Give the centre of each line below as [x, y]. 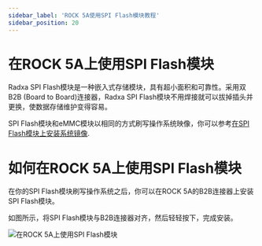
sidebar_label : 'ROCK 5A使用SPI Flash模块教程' [84, 15]
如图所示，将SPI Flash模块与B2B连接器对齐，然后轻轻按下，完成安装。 [123, 218]
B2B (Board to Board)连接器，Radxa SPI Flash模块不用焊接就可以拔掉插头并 [131, 97]
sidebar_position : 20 [44, 23]
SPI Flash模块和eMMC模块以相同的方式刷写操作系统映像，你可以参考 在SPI [129, 123]
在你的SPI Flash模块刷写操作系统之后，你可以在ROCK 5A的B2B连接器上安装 [131, 191]
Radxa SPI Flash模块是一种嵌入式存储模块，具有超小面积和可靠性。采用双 [127, 87]
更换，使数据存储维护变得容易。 [60, 107]
